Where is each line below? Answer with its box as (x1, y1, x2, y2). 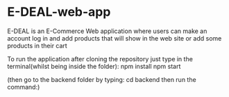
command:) (7, 83, 40, 91)
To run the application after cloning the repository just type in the (7, 54, 193, 63)
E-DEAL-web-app (7, 4, 111, 20)
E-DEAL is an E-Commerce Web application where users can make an (7, 27, 207, 35)
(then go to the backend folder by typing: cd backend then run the (7, 75, 196, 83)
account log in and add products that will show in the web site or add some (7, 34, 222, 42)
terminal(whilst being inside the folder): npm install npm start (7, 62, 181, 70)
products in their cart (7, 41, 67, 50)
